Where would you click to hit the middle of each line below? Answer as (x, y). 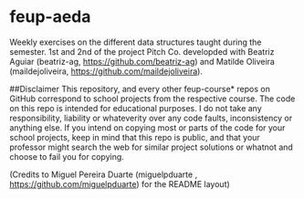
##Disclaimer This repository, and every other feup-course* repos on (140, 89)
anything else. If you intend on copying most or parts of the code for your (147, 127)
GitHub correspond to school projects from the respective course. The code (152, 99)
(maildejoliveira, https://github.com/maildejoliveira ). (106, 71)
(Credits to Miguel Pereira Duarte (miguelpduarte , (104, 174)
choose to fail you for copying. (67, 156)
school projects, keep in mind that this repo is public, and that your (135, 137)
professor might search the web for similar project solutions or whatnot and (152, 147)
